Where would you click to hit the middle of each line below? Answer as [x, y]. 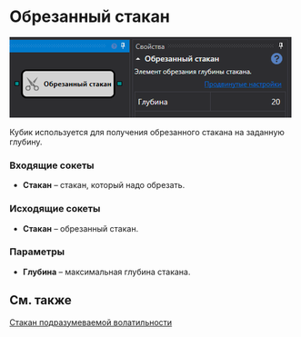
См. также [41, 300]
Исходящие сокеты [55, 209]
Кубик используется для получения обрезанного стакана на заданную [147, 132]
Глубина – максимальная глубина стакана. [106, 272]
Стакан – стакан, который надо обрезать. [104, 185]
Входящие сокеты [52, 165]
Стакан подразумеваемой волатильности [91, 322]
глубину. [26, 142]
